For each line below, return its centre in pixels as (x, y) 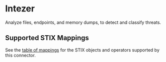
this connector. (20, 55)
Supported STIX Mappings (47, 38)
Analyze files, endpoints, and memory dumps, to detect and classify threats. (83, 22)
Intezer (20, 9)
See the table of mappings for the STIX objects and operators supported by (83, 50)
